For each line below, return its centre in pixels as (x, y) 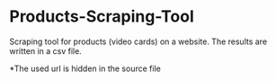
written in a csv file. (46, 50)
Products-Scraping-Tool (102, 17)
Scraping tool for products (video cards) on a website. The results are (138, 41)
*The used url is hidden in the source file (85, 68)
